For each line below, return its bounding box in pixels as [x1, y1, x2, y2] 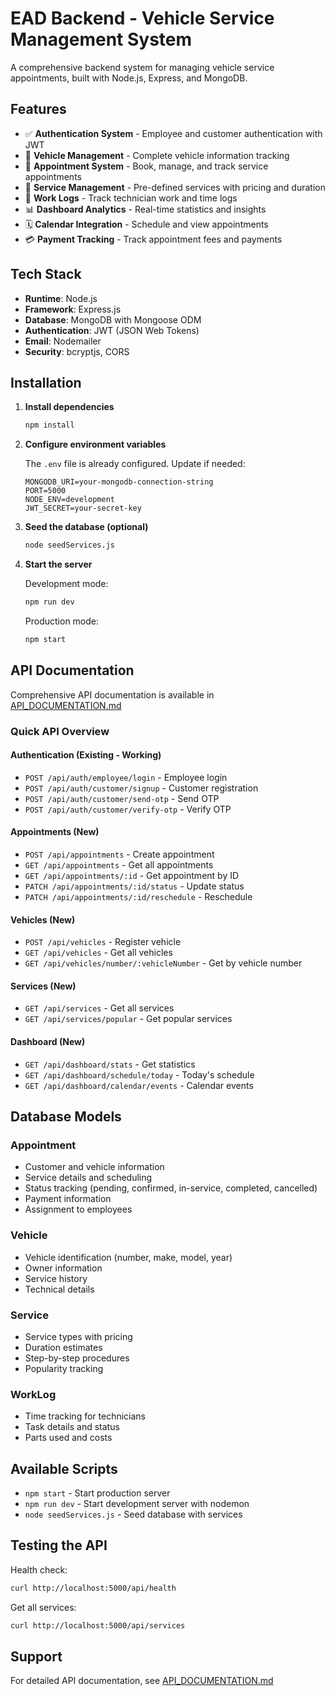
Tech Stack [10, 266, 82, 283]
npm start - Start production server [24, 1487, 171, 1499]
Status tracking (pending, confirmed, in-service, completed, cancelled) [24, 1182, 318, 1194]
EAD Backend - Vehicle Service [10, 7, 275, 30]
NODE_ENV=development [24, 495, 115, 505]
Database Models [10, 1108, 122, 1126]
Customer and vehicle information [24, 1161, 165, 1173]
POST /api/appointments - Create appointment [24, 848, 215, 861]
